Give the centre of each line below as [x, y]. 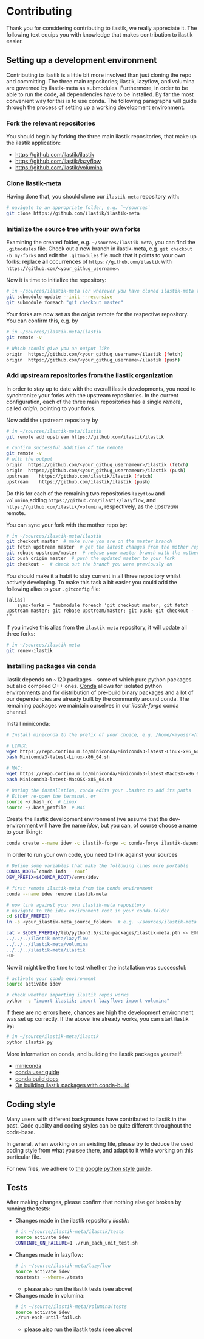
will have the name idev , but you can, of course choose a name [118, 826]
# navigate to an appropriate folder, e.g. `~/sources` [78, 208]
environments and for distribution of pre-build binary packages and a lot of [100, 692]
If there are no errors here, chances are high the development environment [100, 1012]
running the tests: [28, 1209]
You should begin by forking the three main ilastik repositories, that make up [102, 137]
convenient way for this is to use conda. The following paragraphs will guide [102, 101]
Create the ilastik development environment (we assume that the [87, 819]
